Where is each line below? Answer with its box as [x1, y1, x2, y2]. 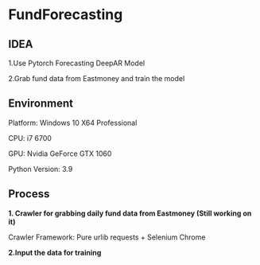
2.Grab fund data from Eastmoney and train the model [8, 74, 185, 83]
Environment [8, 97, 74, 111]
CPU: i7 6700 [8, 133, 52, 142]
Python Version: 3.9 [8, 164, 73, 173]
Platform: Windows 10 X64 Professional [8, 118, 138, 127]
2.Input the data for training [8, 247, 102, 257]
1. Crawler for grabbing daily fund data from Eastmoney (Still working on [8, 208, 252, 218]
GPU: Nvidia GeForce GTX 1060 [8, 149, 112, 158]
